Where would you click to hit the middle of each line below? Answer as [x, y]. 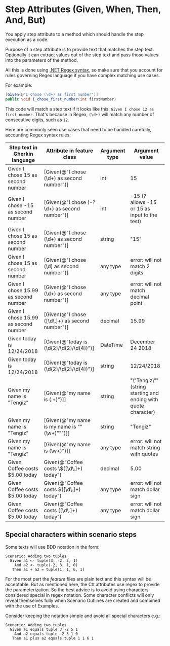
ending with [144, 399]
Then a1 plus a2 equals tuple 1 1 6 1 [53, 638]
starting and [145, 393]
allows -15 [143, 202]
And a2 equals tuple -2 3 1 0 [46, 634]
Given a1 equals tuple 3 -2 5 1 [44, 629]
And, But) [26, 20]
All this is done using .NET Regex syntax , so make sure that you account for [84, 70]
